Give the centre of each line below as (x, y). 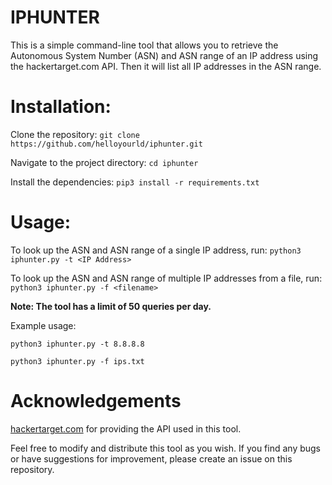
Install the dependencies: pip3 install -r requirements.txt (135, 182)
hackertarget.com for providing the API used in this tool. (126, 428)
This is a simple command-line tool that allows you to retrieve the (144, 45)
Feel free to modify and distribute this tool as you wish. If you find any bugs (166, 448)
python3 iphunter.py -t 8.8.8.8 (77, 344)
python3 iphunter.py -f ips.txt (77, 361)
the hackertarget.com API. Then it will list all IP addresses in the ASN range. (166, 66)
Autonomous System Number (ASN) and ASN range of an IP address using (164, 55)
